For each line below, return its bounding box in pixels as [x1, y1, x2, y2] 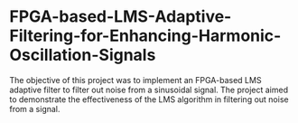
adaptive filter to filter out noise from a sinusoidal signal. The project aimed [9, 84, 289, 95]
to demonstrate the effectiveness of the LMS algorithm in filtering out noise [9, 93, 289, 105]
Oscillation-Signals [9, 45, 156, 65]
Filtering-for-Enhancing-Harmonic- [9, 25, 282, 46]
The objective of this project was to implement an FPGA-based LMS [9, 74, 262, 85]
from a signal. [9, 103, 61, 114]
